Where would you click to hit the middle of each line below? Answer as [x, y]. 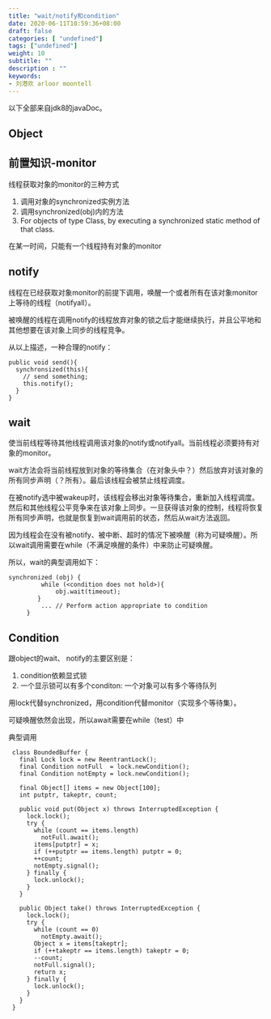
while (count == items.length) [86, 830]
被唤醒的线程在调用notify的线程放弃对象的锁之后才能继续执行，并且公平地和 [135, 320]
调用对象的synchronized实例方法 [74, 201]
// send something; [56, 376]
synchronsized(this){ [52, 369]
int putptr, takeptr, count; [68, 795]
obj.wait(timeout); [88, 592]
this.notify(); [49, 384]
